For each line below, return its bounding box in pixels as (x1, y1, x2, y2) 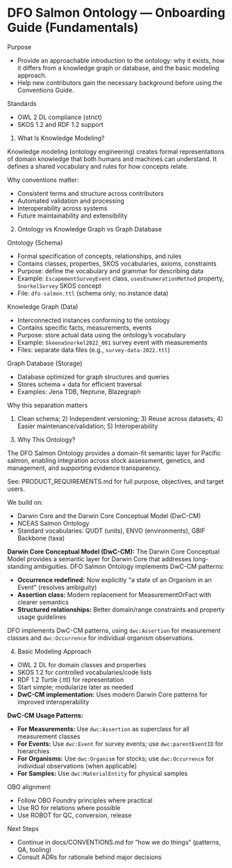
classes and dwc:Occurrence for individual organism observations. (7, 633, 194, 642)
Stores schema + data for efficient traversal (17, 380, 142, 388)
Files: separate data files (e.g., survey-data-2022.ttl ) (17, 345, 170, 353)
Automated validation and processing (17, 197, 125, 205)
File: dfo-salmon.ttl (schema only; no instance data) (17, 289, 169, 297)
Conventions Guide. (17, 86, 74, 94)
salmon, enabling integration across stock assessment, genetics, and (7, 456, 205, 464)
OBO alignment (7, 782, 51, 791)
